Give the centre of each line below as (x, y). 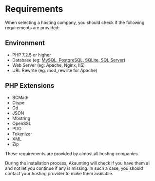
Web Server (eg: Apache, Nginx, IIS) (48, 65)
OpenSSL (22, 123)
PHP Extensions (30, 86)
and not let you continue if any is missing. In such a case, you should (74, 168)
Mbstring (21, 118)
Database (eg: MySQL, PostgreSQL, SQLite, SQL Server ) (69, 60)
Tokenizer (22, 134)
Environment (25, 43)
